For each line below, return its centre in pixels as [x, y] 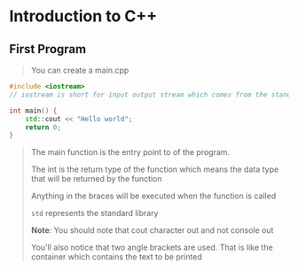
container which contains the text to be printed [116, 257]
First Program [48, 49]
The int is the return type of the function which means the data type [155, 169]
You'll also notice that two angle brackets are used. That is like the [152, 248]
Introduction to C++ [83, 16]
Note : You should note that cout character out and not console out [152, 230]
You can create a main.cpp [80, 70]
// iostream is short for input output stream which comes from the [138, 95]
